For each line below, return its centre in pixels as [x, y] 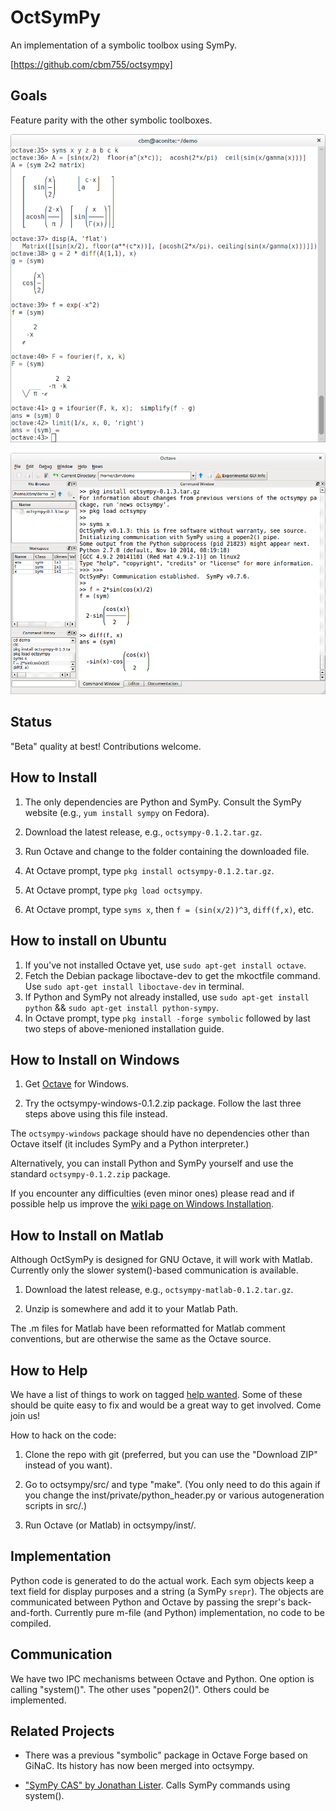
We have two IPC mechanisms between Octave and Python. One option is [162, 1678]
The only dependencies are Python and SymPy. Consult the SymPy [163, 802]
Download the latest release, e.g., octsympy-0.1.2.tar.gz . [143, 832]
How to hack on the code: [63, 1435]
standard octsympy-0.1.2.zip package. [90, 1174]
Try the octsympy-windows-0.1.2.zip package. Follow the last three [163, 1103]
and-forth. [31, 1612]
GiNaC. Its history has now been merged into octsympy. [139, 1766]
